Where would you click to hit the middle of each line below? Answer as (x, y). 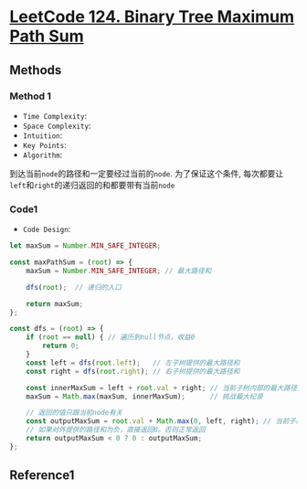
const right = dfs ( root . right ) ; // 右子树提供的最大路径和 (133, 371)
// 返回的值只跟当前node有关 (74, 413)
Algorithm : (42, 154)
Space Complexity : (57, 125)
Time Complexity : (55, 115)
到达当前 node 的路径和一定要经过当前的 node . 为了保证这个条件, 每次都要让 (147, 173)
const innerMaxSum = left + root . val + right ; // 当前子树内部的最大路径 (162, 388)
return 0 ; (61, 346)
